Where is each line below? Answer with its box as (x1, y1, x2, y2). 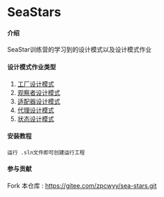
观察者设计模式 (17, 88, 60, 96)
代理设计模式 (17, 105, 54, 114)
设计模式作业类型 (7, 62, 56, 71)
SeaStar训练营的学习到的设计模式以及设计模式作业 (7, 45, 151, 54)
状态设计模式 (17, 115, 54, 123)
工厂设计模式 (17, 80, 54, 88)
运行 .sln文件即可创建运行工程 (7, 149, 85, 156)
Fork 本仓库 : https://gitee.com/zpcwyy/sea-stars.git (7, 182, 157, 189)
